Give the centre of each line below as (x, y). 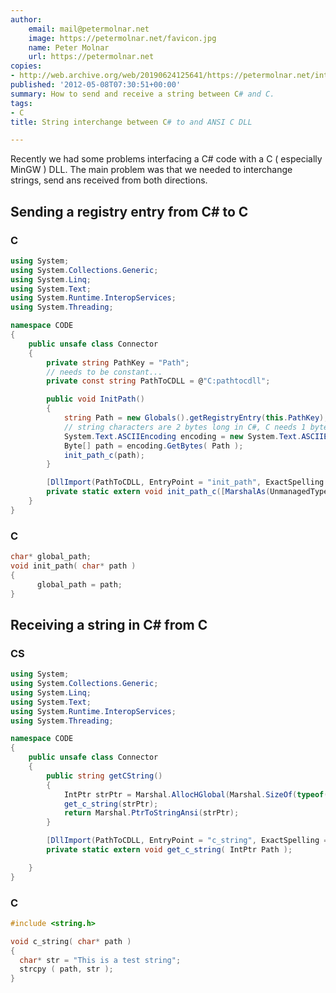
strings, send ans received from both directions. (109, 180)
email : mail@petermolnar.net (89, 29)
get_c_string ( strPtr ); (111, 804)
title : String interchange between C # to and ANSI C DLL (131, 122)
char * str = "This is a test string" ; (100, 960)
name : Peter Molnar (69, 47)
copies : (26, 66)
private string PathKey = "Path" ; (118, 362)
